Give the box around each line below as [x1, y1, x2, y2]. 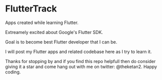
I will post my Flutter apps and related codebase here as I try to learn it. [5, 48, 152, 54]
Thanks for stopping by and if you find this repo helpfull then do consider [5, 58, 156, 64]
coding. [5, 68, 21, 75]
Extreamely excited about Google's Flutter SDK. [5, 29, 103, 35]
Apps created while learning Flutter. [5, 19, 79, 25]
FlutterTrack [5, 3, 57, 14]
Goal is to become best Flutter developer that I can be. [5, 38, 117, 45]
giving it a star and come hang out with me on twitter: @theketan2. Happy [5, 63, 157, 69]
